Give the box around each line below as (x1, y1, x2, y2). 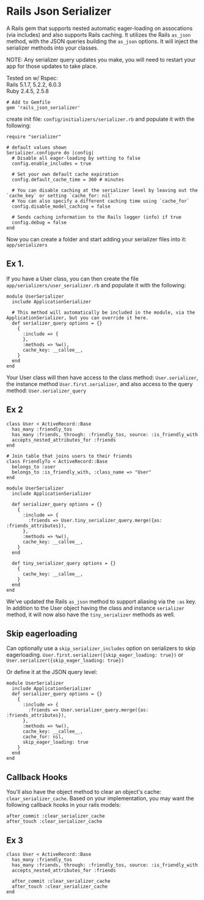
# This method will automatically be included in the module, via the (12, 309, 195, 316)
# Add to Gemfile (6, 99, 51, 105)
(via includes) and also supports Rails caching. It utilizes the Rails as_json (6, 31, 191, 38)
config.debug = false (12, 219, 67, 225)
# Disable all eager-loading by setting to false (12, 155, 140, 161)
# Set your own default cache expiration (12, 171, 119, 177)
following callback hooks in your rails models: (6, 801, 121, 809)
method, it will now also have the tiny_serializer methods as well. (6, 611, 175, 618)
